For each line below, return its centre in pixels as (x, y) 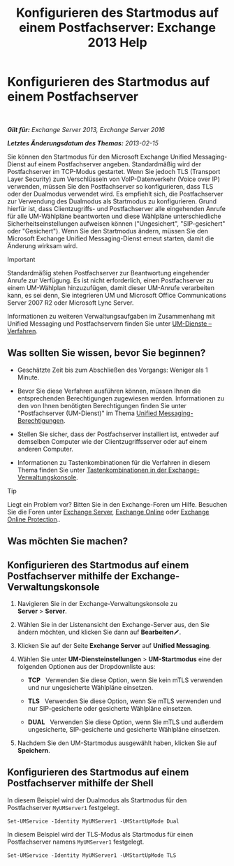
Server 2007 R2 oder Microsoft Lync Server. (71, 303)
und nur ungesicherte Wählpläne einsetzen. (90, 687)
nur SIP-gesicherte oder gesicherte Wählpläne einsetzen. (110, 708)
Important (21, 259)
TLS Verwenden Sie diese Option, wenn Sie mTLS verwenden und (124, 701)
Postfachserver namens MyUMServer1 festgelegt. (76, 842)
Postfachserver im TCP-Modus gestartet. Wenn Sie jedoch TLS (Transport (114, 171)
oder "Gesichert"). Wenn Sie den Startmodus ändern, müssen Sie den (108, 231)
